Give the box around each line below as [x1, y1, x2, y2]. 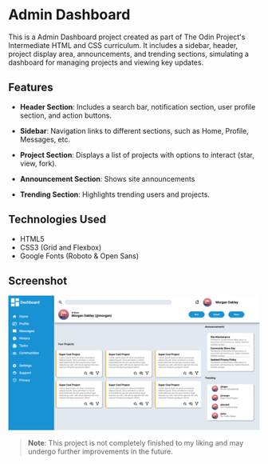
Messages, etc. [19, 134, 70, 144]
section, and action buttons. [19, 110, 112, 120]
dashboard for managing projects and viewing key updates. [8, 58, 204, 67]
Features [8, 81, 53, 94]
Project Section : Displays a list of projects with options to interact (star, [19, 150, 255, 159]
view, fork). [19, 158, 57, 168]
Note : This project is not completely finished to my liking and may [27, 438, 244, 448]
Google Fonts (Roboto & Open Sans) [19, 250, 140, 261]
